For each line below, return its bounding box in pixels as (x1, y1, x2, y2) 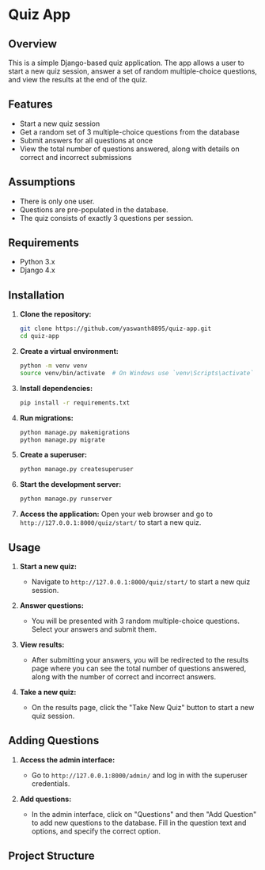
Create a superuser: (19, 450, 87, 460)
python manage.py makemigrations (19, 428, 131, 436)
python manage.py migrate (19, 435, 105, 444)
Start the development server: (19, 480, 122, 489)
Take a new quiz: (19, 687, 77, 697)
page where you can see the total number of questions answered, (31, 663, 247, 673)
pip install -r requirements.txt (19, 398, 131, 407)
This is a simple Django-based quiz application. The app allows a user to (8, 58, 245, 67)
